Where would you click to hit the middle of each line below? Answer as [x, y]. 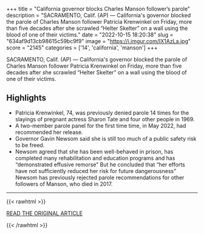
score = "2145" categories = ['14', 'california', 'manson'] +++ [82, 48]
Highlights [26, 98]
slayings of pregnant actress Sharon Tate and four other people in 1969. [105, 119]
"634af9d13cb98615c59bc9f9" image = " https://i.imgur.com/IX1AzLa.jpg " [99, 41]
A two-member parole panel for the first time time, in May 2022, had [100, 126]
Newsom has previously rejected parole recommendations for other [100, 177]
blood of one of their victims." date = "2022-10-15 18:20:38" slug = [90, 35]
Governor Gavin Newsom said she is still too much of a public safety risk [106, 138]
